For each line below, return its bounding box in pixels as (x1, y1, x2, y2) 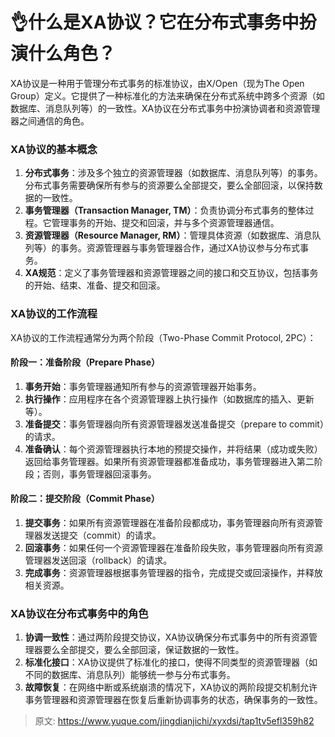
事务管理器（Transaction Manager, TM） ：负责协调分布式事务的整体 (24, 204, 306, 217)
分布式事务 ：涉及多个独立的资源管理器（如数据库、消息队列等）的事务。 (24, 167, 323, 179)
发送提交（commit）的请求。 (42, 529, 162, 541)
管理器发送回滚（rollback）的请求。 (24, 554, 173, 566)
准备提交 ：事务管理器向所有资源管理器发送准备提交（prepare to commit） (24, 418, 325, 430)
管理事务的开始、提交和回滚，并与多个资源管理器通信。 (51, 217, 280, 229)
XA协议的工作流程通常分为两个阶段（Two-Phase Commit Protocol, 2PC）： (10, 331, 317, 343)
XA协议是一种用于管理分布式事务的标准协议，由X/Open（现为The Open (10, 77, 305, 89)
